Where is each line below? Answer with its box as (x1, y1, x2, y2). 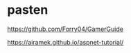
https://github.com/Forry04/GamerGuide (7, 25, 123, 33)
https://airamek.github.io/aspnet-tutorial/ (7, 38, 124, 46)
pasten (7, 2, 49, 18)
